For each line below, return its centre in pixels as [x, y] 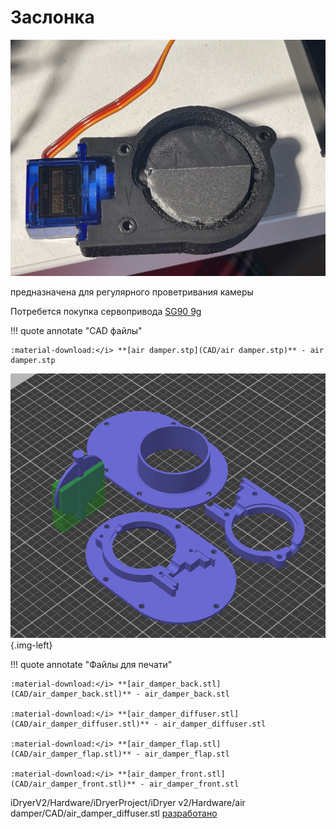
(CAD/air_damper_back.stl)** [71, 694]
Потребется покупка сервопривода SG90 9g [106, 311]
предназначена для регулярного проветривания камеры [132, 292]
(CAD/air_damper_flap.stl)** [71, 754]
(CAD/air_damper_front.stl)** [73, 784]
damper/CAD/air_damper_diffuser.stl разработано [114, 813]
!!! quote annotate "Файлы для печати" [91, 665]
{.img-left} [31, 645]
